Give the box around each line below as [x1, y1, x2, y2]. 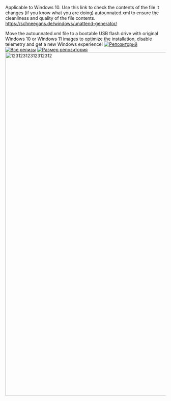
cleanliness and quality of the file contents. [5, 15, 96, 21]
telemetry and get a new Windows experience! [5, 41, 103, 47]
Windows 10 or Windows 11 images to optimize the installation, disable [5, 36, 152, 42]
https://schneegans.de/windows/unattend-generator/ [5, 20, 118, 26]
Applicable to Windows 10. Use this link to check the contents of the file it [5, 5, 159, 10]
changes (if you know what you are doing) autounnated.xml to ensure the [5, 10, 159, 16]
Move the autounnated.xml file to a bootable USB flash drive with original [5, 31, 159, 36]
